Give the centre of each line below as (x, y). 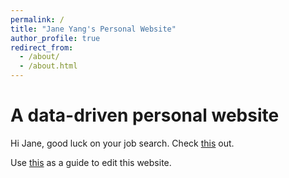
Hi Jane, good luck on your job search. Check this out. (122, 143)
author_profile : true (55, 38)
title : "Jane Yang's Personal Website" (93, 29)
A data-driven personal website (145, 115)
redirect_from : (42, 47)
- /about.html (48, 66)
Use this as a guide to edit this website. (91, 162)
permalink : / (37, 19)
